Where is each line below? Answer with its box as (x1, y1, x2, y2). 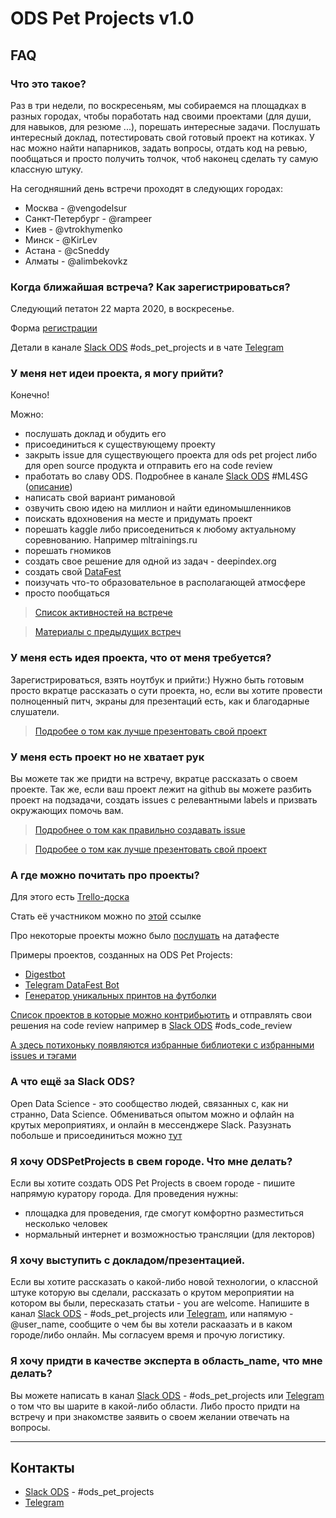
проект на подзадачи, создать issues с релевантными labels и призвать (10, 794, 318, 806)
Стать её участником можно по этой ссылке (10, 910, 202, 922)
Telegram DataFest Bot (24, 979, 120, 991)
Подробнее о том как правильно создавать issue (34, 824, 246, 836)
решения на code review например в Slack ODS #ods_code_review (10, 1020, 293, 1032)
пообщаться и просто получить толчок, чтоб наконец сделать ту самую (10, 152, 319, 164)
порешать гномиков (24, 545, 112, 557)
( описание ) (24, 481, 73, 493)
